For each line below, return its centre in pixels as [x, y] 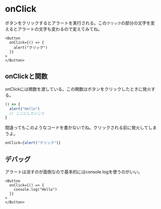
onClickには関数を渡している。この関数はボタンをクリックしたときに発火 [78, 89]
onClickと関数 [26, 76]
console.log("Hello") [35, 189]
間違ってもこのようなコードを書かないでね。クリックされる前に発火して [77, 128]
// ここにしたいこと [27, 113]
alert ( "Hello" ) [25, 109]
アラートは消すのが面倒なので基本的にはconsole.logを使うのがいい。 [74, 172]
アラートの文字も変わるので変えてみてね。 [60, 29]
